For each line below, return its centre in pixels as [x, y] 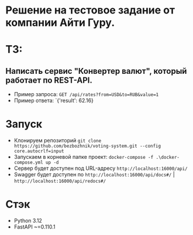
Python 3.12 [28, 221]
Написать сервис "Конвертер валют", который [96, 71]
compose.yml [28, 163]
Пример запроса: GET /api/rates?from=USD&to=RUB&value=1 [86, 94]
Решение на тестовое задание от [90, 10]
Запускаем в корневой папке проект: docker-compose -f [84, 157]
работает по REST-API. [49, 80]
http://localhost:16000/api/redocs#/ [60, 181]
